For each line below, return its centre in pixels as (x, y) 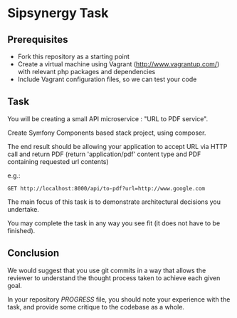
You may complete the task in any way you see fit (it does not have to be (114, 223)
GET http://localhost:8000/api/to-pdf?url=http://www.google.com (106, 188)
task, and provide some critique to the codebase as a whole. (96, 307)
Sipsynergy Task (58, 13)
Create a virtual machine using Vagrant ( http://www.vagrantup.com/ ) (118, 64)
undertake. (23, 209)
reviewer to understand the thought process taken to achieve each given (114, 278)
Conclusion (33, 253)
